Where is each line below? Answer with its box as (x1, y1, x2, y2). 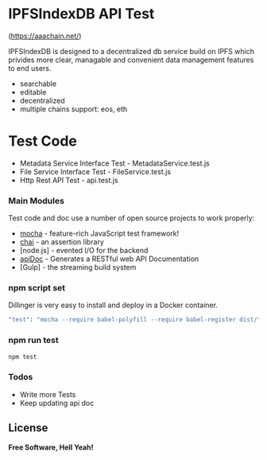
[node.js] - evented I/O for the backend (19, 246, 149, 255)
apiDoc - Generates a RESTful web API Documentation (19, 254, 199, 263)
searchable (19, 79, 57, 88)
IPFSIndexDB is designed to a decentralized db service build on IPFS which (8, 46, 254, 56)
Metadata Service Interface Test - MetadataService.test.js (19, 158, 211, 168)
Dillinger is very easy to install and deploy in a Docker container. (8, 300, 219, 310)
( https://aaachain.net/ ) (8, 31, 82, 41)
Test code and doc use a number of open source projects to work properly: (8, 213, 255, 223)
